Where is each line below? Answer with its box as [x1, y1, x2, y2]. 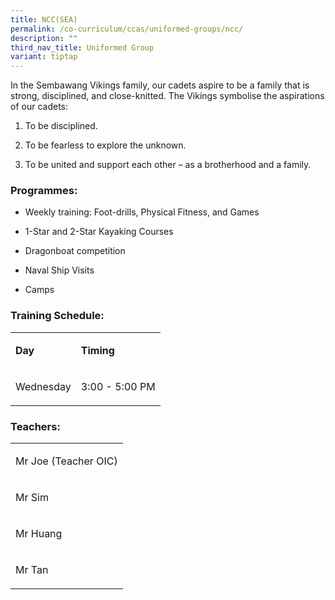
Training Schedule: [10, 309, 105, 323]
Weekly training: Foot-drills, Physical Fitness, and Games [24, 206, 260, 218]
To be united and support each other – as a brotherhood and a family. [24, 159, 312, 171]
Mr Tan [15, 563, 49, 577]
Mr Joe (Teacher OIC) [15, 454, 118, 468]
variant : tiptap [10, 52, 78, 62]
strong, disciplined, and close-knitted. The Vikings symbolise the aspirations [10, 90, 325, 102]
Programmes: [10, 184, 78, 198]
